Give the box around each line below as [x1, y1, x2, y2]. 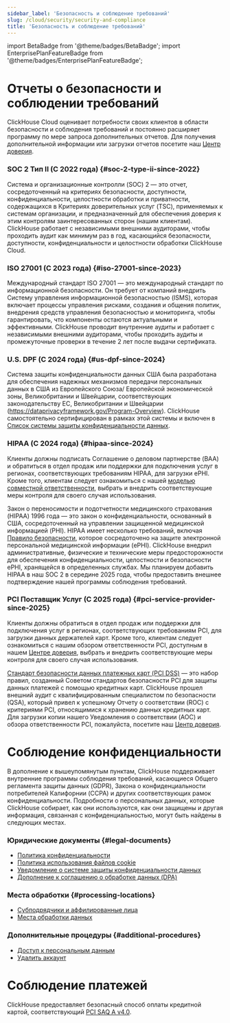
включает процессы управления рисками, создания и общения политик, [7, 300, 222, 309]
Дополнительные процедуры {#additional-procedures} [7, 931, 201, 940]
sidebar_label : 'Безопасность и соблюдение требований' [7, 10, 170, 17]
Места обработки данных [16, 913, 93, 922]
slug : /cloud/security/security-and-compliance [7, 17, 146, 23]
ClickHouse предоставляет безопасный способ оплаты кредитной [7, 1000, 201, 1009]
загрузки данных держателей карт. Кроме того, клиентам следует [7, 633, 203, 641]
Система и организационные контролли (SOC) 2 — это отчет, [7, 180, 187, 188]
